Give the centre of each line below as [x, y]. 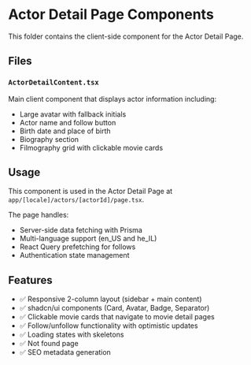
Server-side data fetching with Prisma [81, 230]
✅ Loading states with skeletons [72, 335]
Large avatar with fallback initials [73, 114]
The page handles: [39, 215]
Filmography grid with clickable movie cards [91, 147]
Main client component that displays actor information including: [113, 99]
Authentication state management [74, 255]
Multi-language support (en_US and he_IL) [88, 239]
